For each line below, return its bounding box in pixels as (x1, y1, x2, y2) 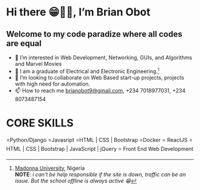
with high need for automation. (14, 80, 90, 87)
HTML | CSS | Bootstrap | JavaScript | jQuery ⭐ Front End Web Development (6, 145, 193, 152)
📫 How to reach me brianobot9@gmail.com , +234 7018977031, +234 (14, 87, 186, 94)
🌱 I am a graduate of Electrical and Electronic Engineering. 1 (14, 66, 160, 75)
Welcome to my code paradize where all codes (6, 29, 183, 39)
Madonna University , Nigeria (14, 164, 85, 172)
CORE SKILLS (6, 116, 74, 129)
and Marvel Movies (14, 61, 62, 67)
